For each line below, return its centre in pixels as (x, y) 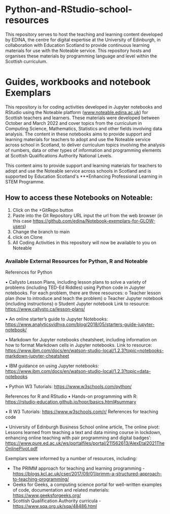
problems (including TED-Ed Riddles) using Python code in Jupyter (75, 287)
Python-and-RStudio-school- (69, 9)
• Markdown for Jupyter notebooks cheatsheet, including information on (81, 339)
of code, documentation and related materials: (61, 490)
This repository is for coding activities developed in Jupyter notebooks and (84, 107)
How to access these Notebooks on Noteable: (79, 198)
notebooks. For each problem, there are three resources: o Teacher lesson (83, 293)
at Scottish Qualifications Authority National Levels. (59, 155)
